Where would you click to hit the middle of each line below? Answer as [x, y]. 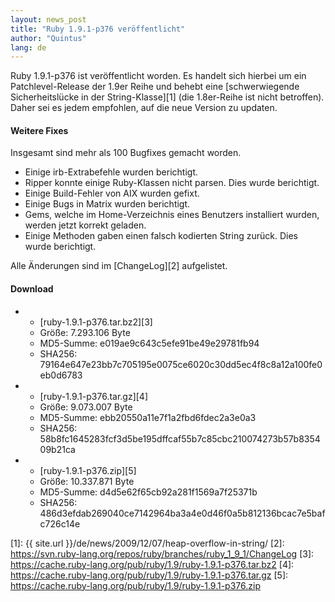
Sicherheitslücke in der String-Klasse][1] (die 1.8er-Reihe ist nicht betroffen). [167, 97]
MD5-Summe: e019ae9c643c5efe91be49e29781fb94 [149, 343]
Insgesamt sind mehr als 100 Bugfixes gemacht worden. [126, 153]
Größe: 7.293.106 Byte [85, 332]
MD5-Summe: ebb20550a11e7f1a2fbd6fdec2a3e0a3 [148, 417]
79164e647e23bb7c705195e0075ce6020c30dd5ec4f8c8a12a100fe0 [181, 364]
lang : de [28, 47]
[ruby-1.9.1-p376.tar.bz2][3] [96, 322]
